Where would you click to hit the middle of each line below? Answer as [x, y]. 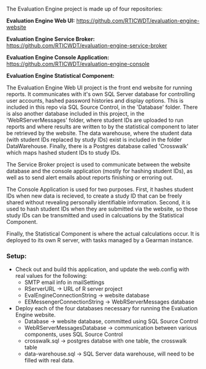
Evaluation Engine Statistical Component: [60, 76]
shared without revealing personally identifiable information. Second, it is [98, 202]
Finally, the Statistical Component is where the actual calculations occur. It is [103, 234]
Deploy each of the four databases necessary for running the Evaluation [106, 308]
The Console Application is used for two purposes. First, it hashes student [100, 189]
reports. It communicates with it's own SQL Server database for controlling [101, 94]
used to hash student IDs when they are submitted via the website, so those [102, 209]
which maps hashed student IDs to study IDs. [63, 153]
